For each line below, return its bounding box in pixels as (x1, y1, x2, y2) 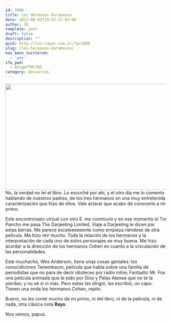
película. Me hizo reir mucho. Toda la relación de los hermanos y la (5, 232, 146, 238)
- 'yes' (10, 55, 27, 61)
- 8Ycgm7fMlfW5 (10, 65, 42, 70)
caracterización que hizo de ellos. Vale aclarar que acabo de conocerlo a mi (5, 200, 165, 207)
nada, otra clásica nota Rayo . (5, 301, 67, 307)
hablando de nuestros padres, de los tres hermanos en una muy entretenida (5, 195, 165, 201)
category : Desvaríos (5, 70, 50, 75)
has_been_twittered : (5, 50, 50, 55)
